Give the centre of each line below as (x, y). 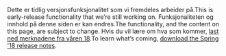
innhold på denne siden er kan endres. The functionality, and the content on (113, 24)
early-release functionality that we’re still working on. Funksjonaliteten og (110, 17)
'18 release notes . (32, 46)
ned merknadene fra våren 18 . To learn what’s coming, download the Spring (113, 38)
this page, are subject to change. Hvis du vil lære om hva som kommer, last (113, 31)
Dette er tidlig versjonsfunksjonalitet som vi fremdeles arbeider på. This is (110, 10)
